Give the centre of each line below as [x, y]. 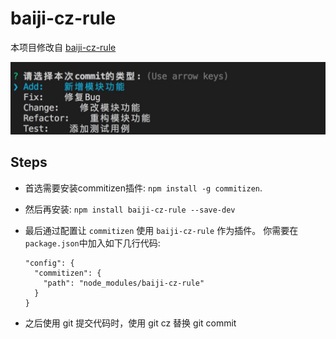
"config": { [49, 263]
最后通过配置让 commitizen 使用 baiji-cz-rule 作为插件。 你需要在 [161, 230]
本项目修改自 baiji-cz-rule [63, 47]
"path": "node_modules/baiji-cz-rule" [124, 283]
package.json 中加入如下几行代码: [92, 243]
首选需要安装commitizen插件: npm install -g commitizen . [143, 188]
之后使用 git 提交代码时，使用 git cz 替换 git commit [130, 323]
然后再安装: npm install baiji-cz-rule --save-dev [130, 209]
